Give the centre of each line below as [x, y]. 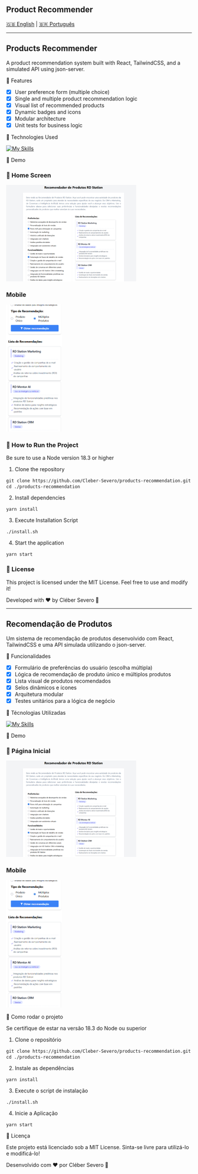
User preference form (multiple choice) [62, 92]
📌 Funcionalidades [29, 656]
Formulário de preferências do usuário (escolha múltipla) [83, 667]
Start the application [39, 543]
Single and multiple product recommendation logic [76, 98]
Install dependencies [40, 498]
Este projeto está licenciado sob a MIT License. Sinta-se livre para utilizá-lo [98, 1147]
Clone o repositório [38, 1040]
